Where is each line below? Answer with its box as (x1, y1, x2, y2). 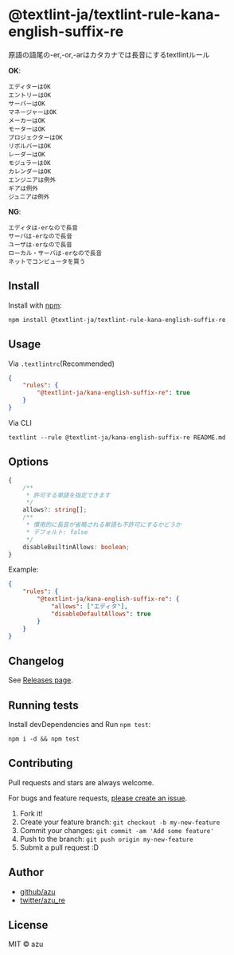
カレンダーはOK (8, 167, 52, 175)
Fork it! (19, 808, 44, 818)
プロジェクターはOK (8, 133, 63, 141)
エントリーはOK (8, 91, 52, 99)
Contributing (8, 757, 73, 770)
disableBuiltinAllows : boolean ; (22, 543, 130, 551)
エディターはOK (8, 82, 51, 91)
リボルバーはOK (8, 142, 52, 150)
